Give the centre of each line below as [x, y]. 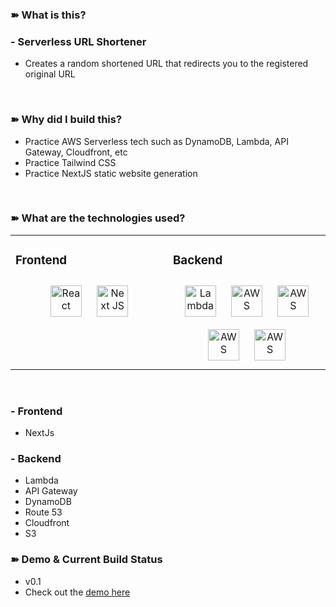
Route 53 [43, 512]
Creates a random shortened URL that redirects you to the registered [166, 64]
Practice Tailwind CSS [70, 162]
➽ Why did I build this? [66, 120]
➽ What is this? [48, 15]
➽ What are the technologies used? [98, 218]
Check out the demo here [77, 592]
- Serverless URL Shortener [78, 41]
